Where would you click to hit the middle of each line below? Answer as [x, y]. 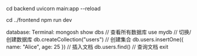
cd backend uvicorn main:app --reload [53, 9]
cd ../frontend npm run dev [39, 20]
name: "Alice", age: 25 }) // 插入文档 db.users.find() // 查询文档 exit [87, 47]
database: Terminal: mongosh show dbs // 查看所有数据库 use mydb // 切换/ [99, 32]
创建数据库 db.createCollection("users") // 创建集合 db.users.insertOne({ [95, 39]
